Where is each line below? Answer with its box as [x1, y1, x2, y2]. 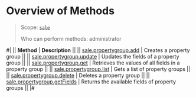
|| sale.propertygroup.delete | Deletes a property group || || [6, 72, 150, 79]
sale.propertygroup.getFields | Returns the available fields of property [6, 78, 176, 85]
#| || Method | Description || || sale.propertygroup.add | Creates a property [6, 46, 190, 54]
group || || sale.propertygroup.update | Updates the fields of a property [6, 53, 179, 60]
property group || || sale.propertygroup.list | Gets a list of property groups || [6, 65, 191, 72]
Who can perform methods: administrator [20, 35, 122, 42]
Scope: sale [20, 24, 50, 31]
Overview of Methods [6, 4, 115, 18]
